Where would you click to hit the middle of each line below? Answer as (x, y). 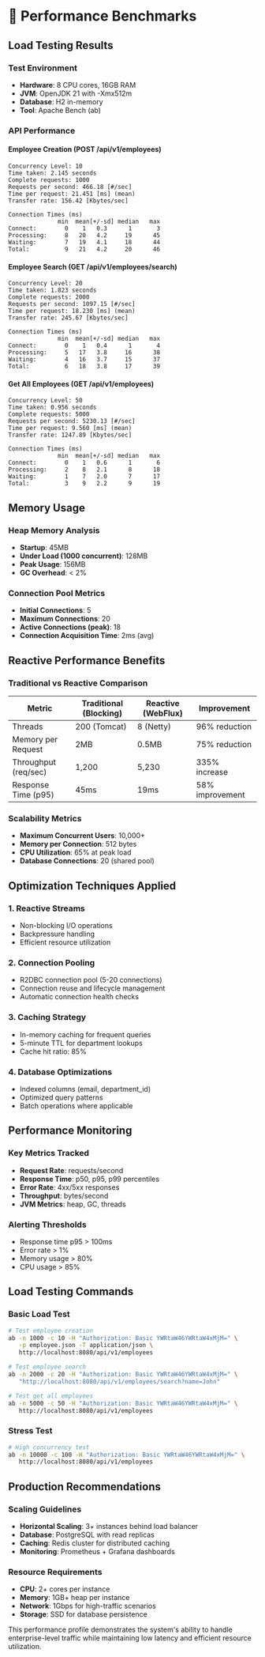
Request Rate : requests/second (71, 1170)
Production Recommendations (85, 1487)
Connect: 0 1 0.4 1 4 (84, 346)
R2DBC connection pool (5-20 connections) (91, 980)
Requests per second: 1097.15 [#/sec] (72, 304)
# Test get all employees (50, 1396)
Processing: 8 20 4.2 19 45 (84, 236)
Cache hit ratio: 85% (53, 1051)
